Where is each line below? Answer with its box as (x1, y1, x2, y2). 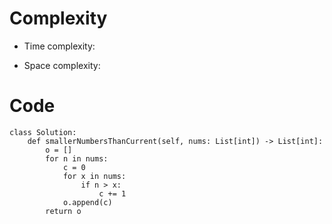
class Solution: (9, 127, 77, 137)
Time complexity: (23, 40, 96, 52)
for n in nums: (45, 153, 109, 164)
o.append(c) (62, 197, 113, 207)
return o (45, 206, 82, 216)
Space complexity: (23, 59, 101, 71)
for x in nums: (62, 171, 127, 181)
